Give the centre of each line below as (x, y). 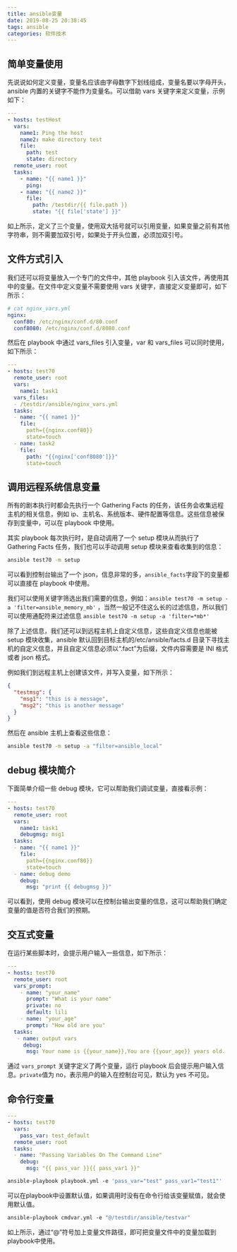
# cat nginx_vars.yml (39, 308)
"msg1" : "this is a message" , (65, 699)
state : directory (51, 159)
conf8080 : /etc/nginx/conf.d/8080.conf (72, 328)
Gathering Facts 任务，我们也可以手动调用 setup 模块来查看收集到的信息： (115, 547)
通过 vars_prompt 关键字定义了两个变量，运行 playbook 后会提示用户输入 (113, 1066)
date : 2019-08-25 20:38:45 (47, 20)
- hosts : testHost (34, 120)
